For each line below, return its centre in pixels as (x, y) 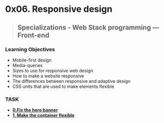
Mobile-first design (32, 60)
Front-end (33, 35)
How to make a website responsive (48, 76)
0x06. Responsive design (59, 9)
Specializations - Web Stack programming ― (88, 28)
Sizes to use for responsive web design (53, 70)
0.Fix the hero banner (35, 110)
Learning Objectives (30, 49)
